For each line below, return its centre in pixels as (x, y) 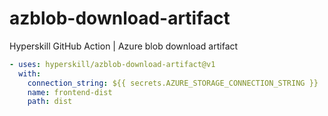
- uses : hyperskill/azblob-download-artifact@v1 (112, 64)
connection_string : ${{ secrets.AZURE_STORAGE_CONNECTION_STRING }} (173, 83)
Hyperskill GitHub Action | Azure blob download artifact (124, 46)
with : (30, 73)
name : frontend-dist (70, 92)
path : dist (50, 102)
